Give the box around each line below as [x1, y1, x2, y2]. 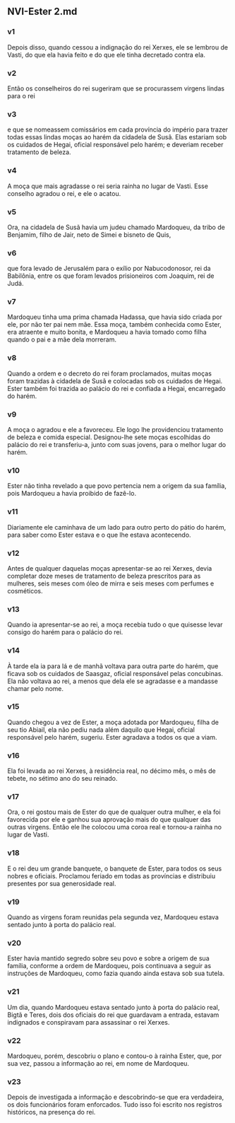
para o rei [7, 91, 35, 100]
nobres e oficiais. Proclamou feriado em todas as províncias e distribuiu [7, 871, 216, 880]
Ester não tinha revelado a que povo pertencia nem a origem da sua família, [7, 482, 227, 490]
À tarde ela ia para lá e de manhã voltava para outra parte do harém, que [7, 661, 219, 670]
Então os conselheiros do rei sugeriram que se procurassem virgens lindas [7, 84, 224, 93]
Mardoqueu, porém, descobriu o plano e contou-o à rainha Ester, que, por [7, 1052, 222, 1060]
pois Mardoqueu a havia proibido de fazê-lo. [7, 489, 136, 498]
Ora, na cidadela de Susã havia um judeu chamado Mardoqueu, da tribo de [7, 223, 226, 231]
